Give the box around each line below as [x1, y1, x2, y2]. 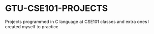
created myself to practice [5, 23, 59, 29]
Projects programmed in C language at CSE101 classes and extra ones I [5, 19, 150, 24]
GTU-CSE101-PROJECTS [5, 3, 108, 14]
